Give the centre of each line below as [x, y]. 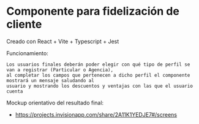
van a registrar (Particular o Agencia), [60, 70]
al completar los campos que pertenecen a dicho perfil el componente [98, 75]
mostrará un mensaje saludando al [51, 80]
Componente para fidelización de [93, 11]
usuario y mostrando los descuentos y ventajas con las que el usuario [99, 86]
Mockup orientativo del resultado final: [55, 103]
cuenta [15, 91]
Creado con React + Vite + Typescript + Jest [63, 41]
